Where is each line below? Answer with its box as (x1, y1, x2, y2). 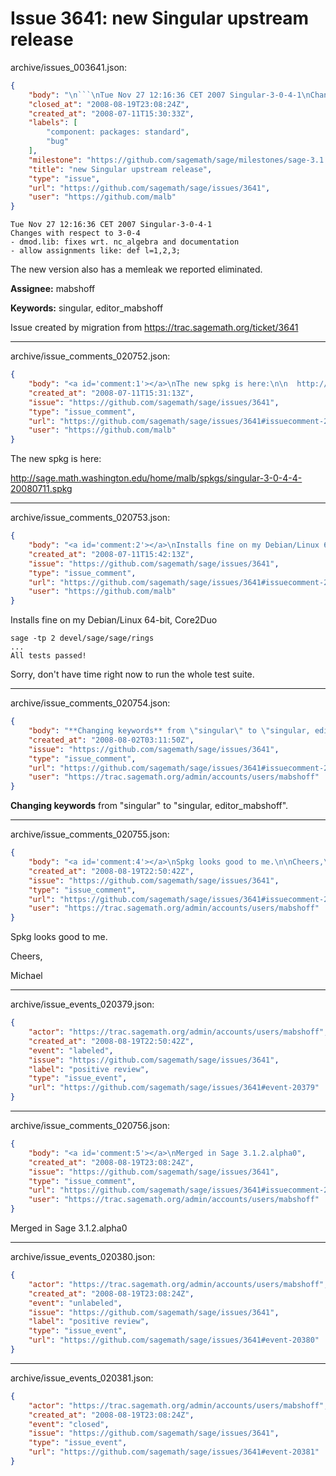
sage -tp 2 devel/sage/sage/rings (10, 633, 155, 644)
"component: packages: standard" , (46, 127, 190, 137)
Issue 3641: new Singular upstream (10, 7, 310, 30)
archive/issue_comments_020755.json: (10, 828, 170, 841)
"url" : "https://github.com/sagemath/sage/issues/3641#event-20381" (28, 1447, 320, 1457)
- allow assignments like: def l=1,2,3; (10, 246, 182, 256)
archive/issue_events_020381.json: (10, 1372, 154, 1384)
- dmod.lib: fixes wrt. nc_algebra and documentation (10, 237, 240, 247)
